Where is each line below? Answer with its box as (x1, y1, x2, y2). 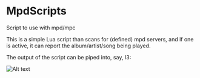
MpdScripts (6, 4, 67, 18)
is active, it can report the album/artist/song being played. (6, 42, 151, 49)
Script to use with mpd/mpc (6, 24, 76, 31)
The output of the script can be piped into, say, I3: (6, 53, 132, 61)
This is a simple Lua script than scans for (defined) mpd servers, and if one (6, 35, 194, 43)
